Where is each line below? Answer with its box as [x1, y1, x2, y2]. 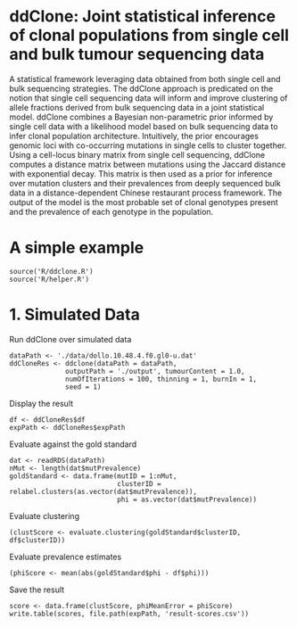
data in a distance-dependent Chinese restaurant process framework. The [9, 187, 283, 198]
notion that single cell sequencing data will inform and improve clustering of [9, 92, 288, 103]
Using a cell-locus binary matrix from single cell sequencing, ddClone [9, 149, 266, 160]
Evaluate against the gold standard [9, 439, 137, 450]
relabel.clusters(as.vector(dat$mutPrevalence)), [9, 487, 198, 496]
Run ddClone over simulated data [9, 334, 132, 344]
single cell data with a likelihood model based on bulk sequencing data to [9, 120, 278, 131]
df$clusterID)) [9, 535, 66, 545]
